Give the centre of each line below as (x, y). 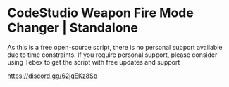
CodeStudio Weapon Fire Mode (100, 13)
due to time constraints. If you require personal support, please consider (112, 55)
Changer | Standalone (73, 28)
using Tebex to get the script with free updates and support (94, 62)
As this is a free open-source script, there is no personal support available (115, 47)
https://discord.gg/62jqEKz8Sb (52, 76)
